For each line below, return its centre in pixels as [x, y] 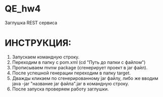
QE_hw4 [23, 9]
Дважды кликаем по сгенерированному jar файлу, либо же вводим [85, 78]
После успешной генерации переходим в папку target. [71, 73]
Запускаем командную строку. [46, 57]
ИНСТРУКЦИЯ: [38, 43]
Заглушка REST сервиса [31, 23]
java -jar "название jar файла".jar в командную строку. [71, 83]
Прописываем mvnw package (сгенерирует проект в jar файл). [80, 67]
